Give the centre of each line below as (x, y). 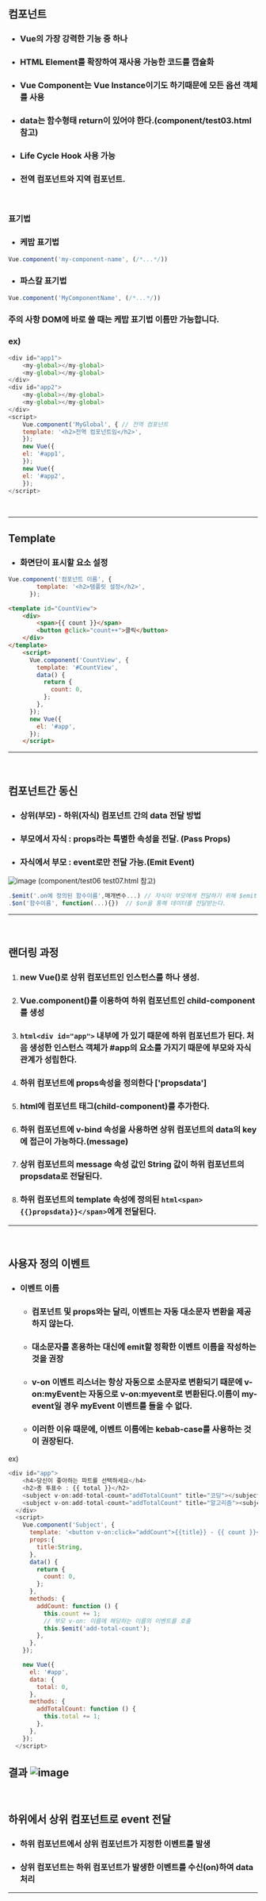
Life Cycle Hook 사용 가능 (68, 156)
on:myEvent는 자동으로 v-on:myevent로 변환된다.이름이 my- (144, 1394)
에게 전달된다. (131, 1211)
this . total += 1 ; (72, 1717)
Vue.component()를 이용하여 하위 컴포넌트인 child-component (137, 1000)
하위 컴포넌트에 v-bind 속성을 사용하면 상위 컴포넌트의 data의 (130, 1129)
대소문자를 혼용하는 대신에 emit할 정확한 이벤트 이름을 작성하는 (144, 1346)
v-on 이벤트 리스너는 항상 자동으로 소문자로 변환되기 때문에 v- (142, 1382)
